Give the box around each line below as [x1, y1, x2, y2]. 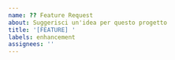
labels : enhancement [8, 33, 76, 41]
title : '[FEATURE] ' [8, 26, 76, 34]
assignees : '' [8, 41, 55, 48]
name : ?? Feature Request [8, 11, 93, 19]
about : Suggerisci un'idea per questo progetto [8, 19, 168, 26]
